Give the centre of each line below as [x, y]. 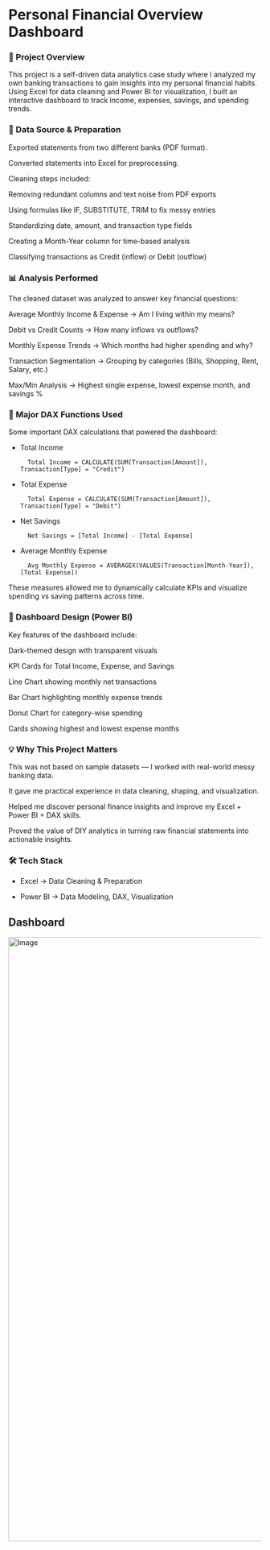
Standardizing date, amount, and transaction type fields [100, 225]
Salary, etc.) [28, 370]
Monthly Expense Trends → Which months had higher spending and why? [131, 346]
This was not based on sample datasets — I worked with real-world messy [132, 766]
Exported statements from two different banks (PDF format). [108, 147]
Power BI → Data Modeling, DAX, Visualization [96, 897]
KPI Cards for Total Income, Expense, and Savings [91, 665]
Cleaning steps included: [49, 178]
